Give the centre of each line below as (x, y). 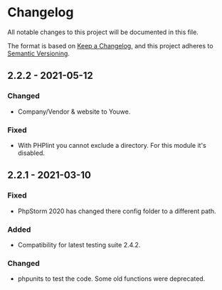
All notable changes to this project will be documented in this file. (103, 32)
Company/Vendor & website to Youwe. (74, 112)
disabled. (31, 153)
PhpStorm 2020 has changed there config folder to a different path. (117, 211)
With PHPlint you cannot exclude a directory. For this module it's (112, 145)
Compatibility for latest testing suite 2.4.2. (79, 245)
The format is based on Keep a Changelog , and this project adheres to (110, 45)
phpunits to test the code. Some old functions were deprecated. (111, 279)
